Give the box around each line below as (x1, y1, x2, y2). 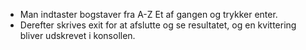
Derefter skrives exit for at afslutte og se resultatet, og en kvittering (19, 19, 297, 31)
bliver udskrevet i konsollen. (19, 30, 136, 41)
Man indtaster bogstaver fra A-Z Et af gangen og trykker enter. (19, 9, 278, 20)
